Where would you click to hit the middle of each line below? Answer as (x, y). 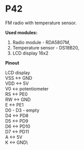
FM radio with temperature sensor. (41, 23)
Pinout (12, 63)
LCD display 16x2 (30, 53)
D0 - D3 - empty (22, 110)
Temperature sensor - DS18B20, (46, 47)
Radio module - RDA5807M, (41, 42)
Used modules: (21, 32)
